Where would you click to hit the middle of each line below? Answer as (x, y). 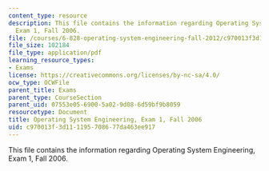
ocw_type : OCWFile (39, 82)
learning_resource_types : (51, 61)
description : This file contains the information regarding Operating (128, 23)
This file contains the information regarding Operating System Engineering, (132, 149)
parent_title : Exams (43, 90)
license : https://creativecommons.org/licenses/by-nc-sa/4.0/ (114, 75)
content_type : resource (48, 16)
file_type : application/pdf (55, 53)
